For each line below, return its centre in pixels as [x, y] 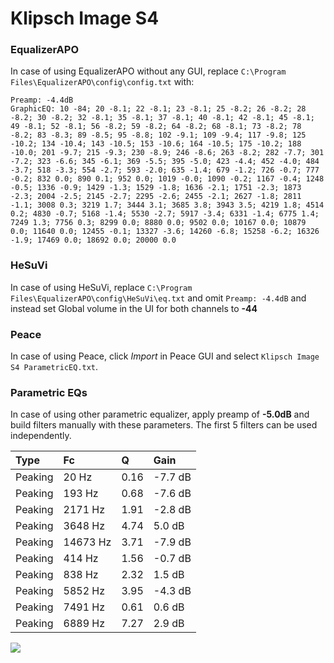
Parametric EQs [49, 392]
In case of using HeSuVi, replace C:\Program [101, 287]
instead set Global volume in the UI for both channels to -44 [134, 308]
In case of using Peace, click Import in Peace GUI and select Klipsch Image [165, 356]
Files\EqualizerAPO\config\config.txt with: [102, 82]
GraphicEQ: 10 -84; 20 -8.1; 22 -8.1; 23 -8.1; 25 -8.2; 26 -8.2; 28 [158, 109]
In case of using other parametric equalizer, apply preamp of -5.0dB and [160, 414]
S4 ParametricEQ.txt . [54, 367]
